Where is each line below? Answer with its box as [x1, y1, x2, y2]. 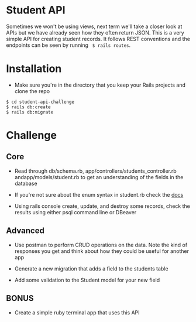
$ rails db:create [6, 104, 51, 110]
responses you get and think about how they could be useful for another [14, 247, 189, 255]
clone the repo [14, 87, 50, 94]
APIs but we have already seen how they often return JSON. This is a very [6, 29, 184, 36]
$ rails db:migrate [6, 109, 54, 115]
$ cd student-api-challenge [6, 99, 75, 105]
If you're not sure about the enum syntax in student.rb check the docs [14, 191, 184, 198]
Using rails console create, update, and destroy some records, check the [14, 203, 190, 210]
